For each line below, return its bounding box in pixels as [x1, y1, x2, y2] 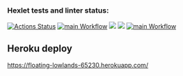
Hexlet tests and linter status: [7, 6, 109, 15]
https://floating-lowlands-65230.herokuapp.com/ [7, 61, 148, 70]
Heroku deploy [7, 43, 73, 54]
